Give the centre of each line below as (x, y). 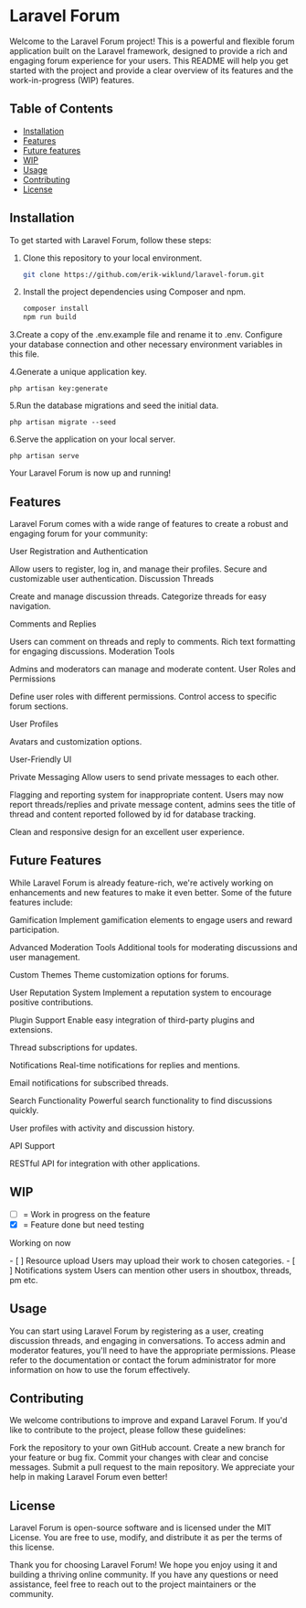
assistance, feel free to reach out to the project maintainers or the (133, 1584)
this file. (24, 354)
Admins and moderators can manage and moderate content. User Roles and (153, 669)
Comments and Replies (53, 624)
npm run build (49, 317)
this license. (32, 1548)
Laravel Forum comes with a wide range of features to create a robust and (149, 524)
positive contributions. (52, 1002)
